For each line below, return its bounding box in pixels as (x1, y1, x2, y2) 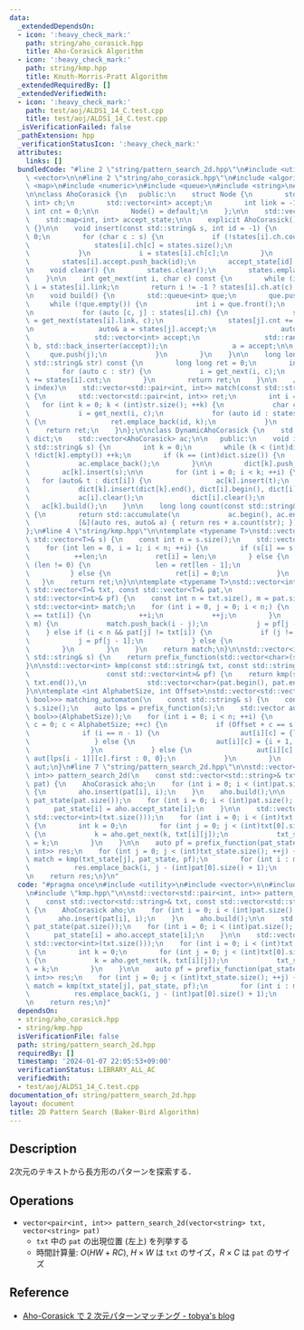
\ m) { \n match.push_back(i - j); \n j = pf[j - (25, 619, 298, 628)
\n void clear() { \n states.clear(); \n (25, 266, 217, 275)
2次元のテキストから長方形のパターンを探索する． (9, 1166, 196, 1177)
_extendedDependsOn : (17, 22, 95, 31)
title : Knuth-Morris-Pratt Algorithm (25, 72, 168, 81)
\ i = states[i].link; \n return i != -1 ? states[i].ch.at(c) (25, 282, 294, 292)
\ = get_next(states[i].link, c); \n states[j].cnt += (25, 316, 294, 326)
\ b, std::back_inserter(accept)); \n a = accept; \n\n (25, 341, 294, 350)
